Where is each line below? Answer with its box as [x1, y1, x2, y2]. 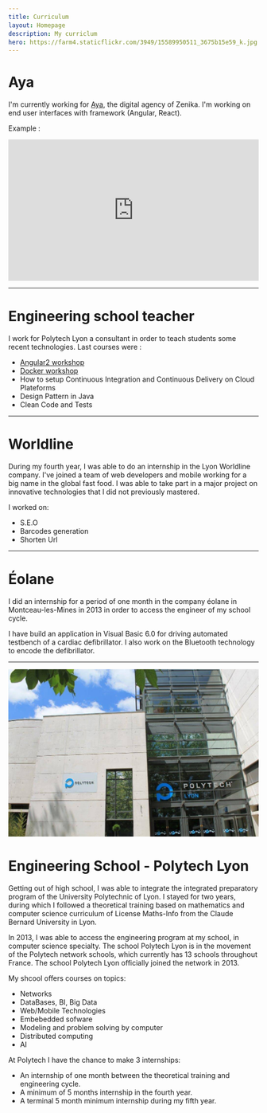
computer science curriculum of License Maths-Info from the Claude [8, 908, 234, 918]
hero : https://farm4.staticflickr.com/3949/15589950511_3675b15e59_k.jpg [8, 38, 258, 46]
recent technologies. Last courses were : [8, 342, 142, 351]
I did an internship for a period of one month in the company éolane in [8, 596, 237, 605]
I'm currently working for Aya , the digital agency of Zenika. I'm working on [8, 100, 251, 109]
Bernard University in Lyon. [8, 917, 97, 927]
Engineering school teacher [8, 307, 195, 325]
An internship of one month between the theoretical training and [19, 1070, 230, 1080]
